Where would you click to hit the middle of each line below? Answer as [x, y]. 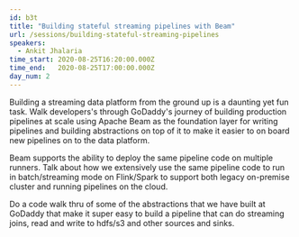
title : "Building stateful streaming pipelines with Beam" [122, 26]
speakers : [28, 43]
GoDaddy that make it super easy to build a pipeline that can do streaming [147, 214]
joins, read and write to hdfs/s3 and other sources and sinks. [122, 223]
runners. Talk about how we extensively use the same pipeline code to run [147, 167]
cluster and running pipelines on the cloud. [89, 187]
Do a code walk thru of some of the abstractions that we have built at [137, 204]
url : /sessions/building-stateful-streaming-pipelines [114, 34]
